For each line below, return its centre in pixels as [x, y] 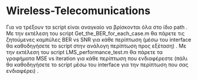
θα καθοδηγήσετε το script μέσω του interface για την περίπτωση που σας [97, 64]
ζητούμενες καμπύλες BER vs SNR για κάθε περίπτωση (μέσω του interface [99, 39]
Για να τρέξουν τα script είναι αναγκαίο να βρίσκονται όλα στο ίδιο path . [97, 27]
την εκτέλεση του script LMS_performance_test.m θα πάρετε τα [85, 52]
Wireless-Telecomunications [78, 11]
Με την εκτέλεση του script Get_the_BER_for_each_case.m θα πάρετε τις [95, 33]
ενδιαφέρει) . [22, 71]
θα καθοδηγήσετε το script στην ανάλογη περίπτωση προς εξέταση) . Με [96, 46]
